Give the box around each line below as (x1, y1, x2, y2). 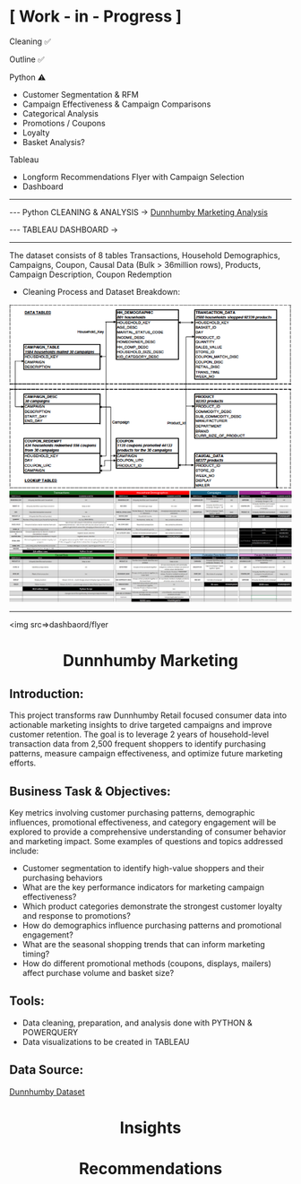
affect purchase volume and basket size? (21, 967, 175, 978)
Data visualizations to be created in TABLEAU (21, 1036, 190, 1047)
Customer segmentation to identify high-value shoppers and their (21, 862, 264, 873)
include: (9, 845, 39, 856)
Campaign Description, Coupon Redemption (9, 269, 172, 280)
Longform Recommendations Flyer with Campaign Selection (21, 171, 245, 182)
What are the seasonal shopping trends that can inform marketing (21, 938, 266, 949)
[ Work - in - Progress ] (9, 6, 182, 27)
